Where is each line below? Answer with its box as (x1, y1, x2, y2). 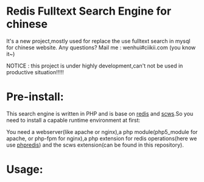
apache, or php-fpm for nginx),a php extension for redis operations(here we (6, 135, 197, 142)
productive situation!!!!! (6, 68, 64, 75)
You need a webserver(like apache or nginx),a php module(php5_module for (6, 128, 198, 135)
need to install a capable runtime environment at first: (6, 116, 141, 124)
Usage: (6, 163, 44, 177)
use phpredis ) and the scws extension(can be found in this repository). (6, 141, 184, 149)
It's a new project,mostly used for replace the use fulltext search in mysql (6, 37, 191, 44)
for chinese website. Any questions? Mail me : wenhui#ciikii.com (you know (6, 44, 196, 51)
